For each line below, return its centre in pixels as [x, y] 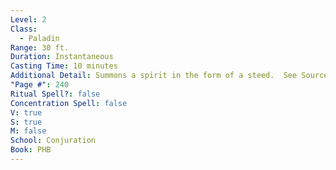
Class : [24, 29]
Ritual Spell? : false [55, 94]
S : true [26, 122]
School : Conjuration [53, 141]
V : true [26, 112]
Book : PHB [31, 150]
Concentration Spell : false [69, 103]
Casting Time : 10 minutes [64, 66]
